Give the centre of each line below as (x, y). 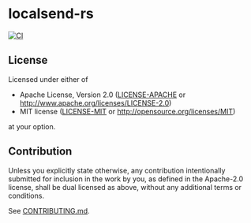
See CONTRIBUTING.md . (49, 210)
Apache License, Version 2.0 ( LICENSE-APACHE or (103, 95)
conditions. (26, 195)
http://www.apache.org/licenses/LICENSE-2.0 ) (96, 102)
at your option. (32, 126)
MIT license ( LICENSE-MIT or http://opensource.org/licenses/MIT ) (127, 111)
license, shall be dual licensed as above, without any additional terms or (125, 187)
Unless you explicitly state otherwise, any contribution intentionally (117, 170)
